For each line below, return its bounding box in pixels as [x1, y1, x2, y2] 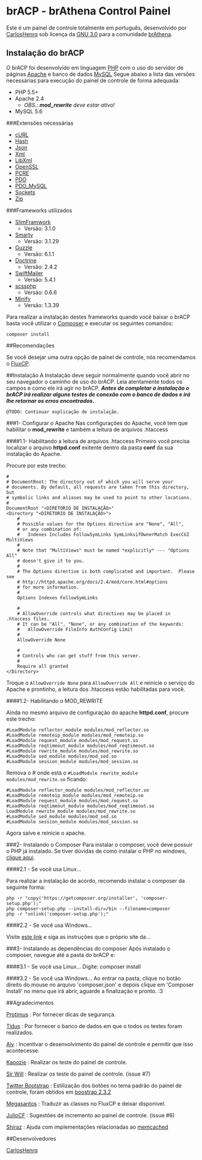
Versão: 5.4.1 [23, 276, 56, 283]
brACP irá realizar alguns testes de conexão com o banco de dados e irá [6, 390, 191, 398]
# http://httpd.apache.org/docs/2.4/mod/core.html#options [17, 579, 168, 585]
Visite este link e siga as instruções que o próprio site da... [6, 933, 151, 940]
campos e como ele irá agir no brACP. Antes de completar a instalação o [6, 384, 189, 391]
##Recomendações [6, 341, 55, 349]
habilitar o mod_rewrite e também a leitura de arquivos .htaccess [6, 426, 168, 433]
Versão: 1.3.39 [23, 301, 60, 308]
